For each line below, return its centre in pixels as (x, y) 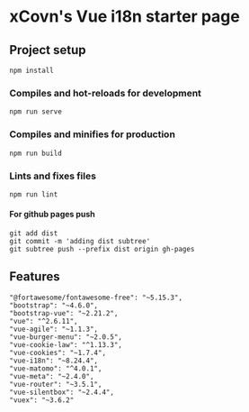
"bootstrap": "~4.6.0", (54, 305)
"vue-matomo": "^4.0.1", (56, 368)
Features (35, 277)
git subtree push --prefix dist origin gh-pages (102, 250)
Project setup (48, 50)
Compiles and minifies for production (92, 134)
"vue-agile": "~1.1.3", (54, 329)
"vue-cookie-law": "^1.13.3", (66, 344)
